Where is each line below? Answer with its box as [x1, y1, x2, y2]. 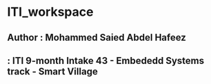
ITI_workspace [7, 4, 94, 20]
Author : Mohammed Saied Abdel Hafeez [7, 32, 186, 43]
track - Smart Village [7, 65, 98, 77]
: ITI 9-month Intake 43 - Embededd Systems [7, 54, 205, 66]
